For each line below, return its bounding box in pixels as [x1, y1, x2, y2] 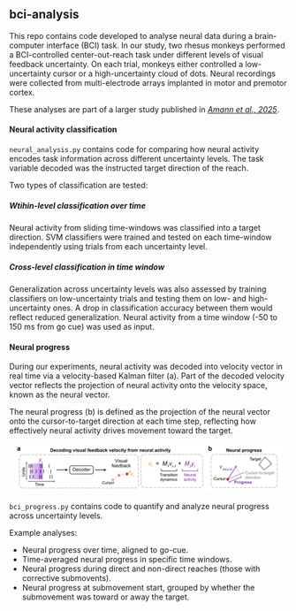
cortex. [9, 87, 35, 97]
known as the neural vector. [9, 389, 110, 401]
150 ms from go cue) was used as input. [9, 321, 155, 332]
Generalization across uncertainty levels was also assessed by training [9, 283, 267, 294]
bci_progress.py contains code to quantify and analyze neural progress [9, 500, 269, 511]
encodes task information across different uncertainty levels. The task [9, 154, 264, 164]
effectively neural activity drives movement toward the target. [9, 425, 233, 436]
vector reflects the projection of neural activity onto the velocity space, [9, 380, 268, 391]
